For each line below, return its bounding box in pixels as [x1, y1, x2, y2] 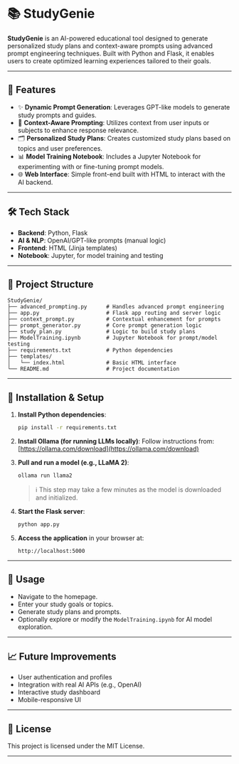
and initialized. [35, 493, 78, 502]
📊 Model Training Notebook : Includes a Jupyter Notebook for [17, 152, 201, 161]
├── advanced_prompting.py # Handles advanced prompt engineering [7, 303, 224, 311]
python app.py [17, 520, 60, 528]
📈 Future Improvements [7, 651, 117, 663]
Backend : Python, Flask [17, 228, 88, 237]
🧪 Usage [7, 574, 45, 586]
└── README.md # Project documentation [7, 365, 180, 373]
